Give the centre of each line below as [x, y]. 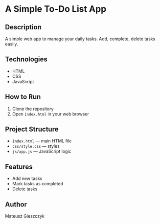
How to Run [23, 97]
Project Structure [32, 129]
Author [16, 204]
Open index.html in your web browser [50, 114]
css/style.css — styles [36, 146]
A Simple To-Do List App [56, 9]
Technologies [26, 59]
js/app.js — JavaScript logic [42, 151]
